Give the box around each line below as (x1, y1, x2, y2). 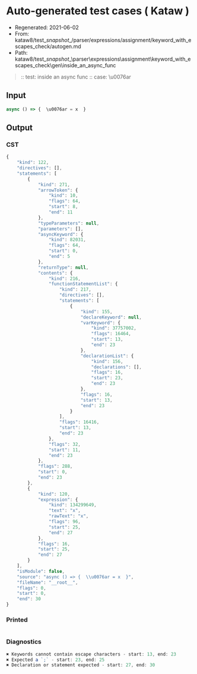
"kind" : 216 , (48, 275, 81, 282)
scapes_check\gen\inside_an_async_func (14, 61, 116, 69)
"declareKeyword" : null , (80, 314, 142, 320)
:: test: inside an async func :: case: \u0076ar (20, 73, 132, 80)
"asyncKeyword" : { (37, 231, 84, 237)
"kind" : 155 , (80, 308, 113, 314)
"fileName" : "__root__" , (17, 579, 78, 585)
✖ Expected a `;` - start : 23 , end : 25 (6, 657, 105, 663)
